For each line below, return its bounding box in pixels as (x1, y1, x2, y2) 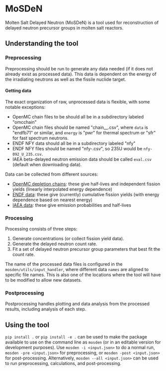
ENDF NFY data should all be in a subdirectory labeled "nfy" (12, 140, 136, 146)
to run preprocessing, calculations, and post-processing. (5, 361, 122, 367)
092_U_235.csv (12, 152, 42, 157)
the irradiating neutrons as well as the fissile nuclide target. (5, 76, 126, 82)
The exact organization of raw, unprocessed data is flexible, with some (5, 98, 150, 105)
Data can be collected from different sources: (5, 171, 98, 177)
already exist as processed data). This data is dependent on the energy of (5, 71, 157, 77)
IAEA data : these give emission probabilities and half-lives (12, 202, 132, 208)
